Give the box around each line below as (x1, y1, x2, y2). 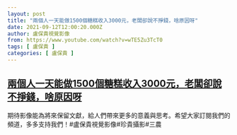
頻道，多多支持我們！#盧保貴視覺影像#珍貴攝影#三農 (7, 119, 162, 128)
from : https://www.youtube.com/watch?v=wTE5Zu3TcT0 (7, 37, 163, 44)
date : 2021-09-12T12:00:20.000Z (7, 23, 103, 30)
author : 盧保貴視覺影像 (7, 30, 70, 37)
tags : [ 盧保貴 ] (7, 43, 55, 50)
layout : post (7, 10, 46, 18)
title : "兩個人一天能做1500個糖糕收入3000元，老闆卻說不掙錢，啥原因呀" (7, 17, 198, 24)
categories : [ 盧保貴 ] (7, 50, 74, 57)
